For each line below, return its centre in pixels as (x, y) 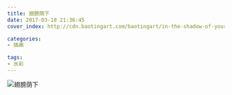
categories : (24, 39)
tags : (15, 58)
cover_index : (26, 26)
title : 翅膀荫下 (28, 13)
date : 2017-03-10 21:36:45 (46, 20)
